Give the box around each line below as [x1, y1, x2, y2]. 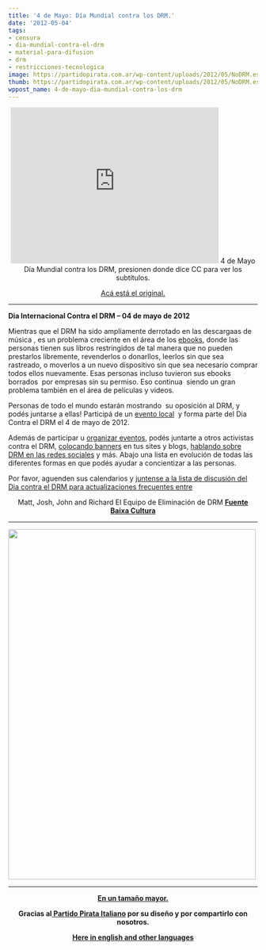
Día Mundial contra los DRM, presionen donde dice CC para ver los [23, 265, 243, 274]
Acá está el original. [101, 289, 165, 298]
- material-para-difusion [8, 48, 93, 56]
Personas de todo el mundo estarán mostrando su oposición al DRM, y [8, 401, 240, 411]
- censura [8, 33, 41, 42]
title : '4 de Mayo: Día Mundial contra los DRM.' [8, 11, 176, 20]
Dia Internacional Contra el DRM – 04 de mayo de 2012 [8, 311, 190, 321]
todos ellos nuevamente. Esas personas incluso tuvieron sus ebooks [8, 369, 231, 378]
